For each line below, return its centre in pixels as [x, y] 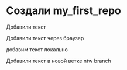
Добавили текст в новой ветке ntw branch [59, 61]
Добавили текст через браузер [45, 38]
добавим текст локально [37, 49]
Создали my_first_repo [63, 11]
